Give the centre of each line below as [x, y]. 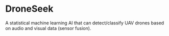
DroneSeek [29, 9]
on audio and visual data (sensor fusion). [48, 28]
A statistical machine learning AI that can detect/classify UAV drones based [85, 23]
